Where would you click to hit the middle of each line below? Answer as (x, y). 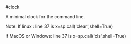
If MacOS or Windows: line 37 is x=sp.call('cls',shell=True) (66, 36)
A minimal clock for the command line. (45, 17)
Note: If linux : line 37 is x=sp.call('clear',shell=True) (59, 26)
